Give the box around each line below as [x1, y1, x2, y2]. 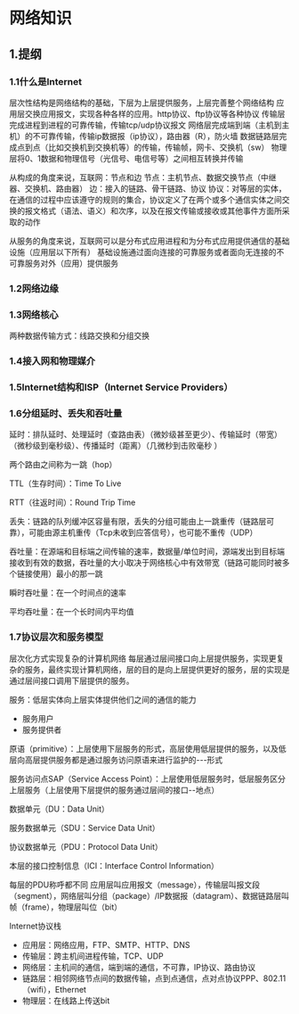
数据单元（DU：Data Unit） [9, 804, 109, 814]
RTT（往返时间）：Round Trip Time [9, 497, 136, 508]
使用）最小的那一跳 [32, 568, 103, 580]
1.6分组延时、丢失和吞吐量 [9, 407, 123, 419]
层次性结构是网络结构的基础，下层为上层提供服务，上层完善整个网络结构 [9, 97, 274, 108]
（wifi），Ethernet [21, 984, 87, 994]
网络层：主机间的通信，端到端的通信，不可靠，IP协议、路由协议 [21, 961, 256, 972]
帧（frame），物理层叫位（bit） [9, 902, 123, 912]
